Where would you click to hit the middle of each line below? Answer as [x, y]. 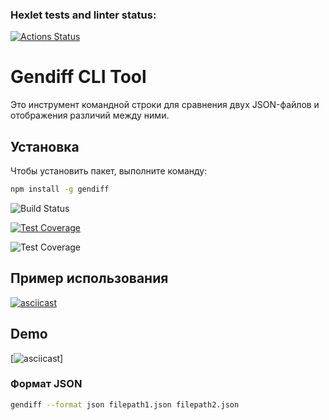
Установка [45, 146]
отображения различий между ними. [90, 115]
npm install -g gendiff [60, 189]
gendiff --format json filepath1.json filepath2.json [125, 404]
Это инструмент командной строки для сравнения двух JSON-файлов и [165, 105]
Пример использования [89, 278]
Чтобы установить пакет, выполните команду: [109, 171]
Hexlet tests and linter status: [83, 15]
